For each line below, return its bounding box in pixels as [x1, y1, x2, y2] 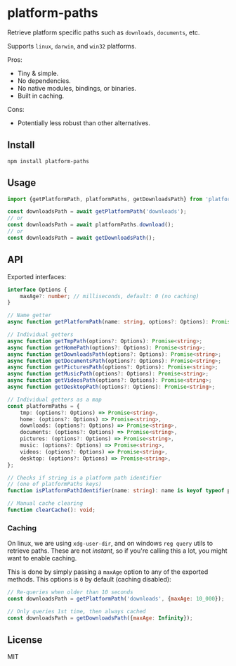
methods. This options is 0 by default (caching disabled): [7, 575, 171, 584]
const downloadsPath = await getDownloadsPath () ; [7, 234, 156, 241]
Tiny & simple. [17, 69, 59, 77]
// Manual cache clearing [7, 500, 83, 507]
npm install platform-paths [7, 158, 90, 165]
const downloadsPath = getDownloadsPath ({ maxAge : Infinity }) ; [7, 614, 193, 622]
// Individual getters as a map [7, 396, 102, 403]
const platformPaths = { [7, 402, 80, 409]
